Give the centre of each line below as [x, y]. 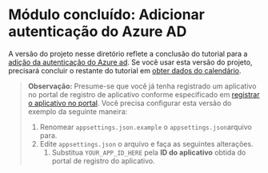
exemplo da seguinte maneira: [78, 111]
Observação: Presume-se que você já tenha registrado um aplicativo [142, 86]
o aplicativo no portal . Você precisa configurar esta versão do [130, 103]
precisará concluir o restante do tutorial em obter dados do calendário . [125, 70]
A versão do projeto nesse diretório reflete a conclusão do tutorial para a [128, 53]
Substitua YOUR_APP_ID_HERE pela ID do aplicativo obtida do [149, 152]
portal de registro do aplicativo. [103, 160]
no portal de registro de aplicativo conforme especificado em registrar [144, 94]
